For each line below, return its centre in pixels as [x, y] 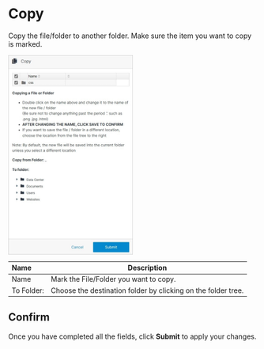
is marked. [25, 44]
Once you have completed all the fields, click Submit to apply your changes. [132, 336]
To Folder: [28, 290]
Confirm [29, 317]
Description [147, 268]
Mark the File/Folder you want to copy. [113, 279]
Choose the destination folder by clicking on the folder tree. [147, 290]
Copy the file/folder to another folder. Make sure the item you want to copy [130, 36]
